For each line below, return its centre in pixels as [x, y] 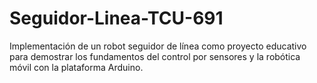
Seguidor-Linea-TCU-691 [116, 18]
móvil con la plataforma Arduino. [76, 67]
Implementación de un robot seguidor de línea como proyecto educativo [158, 46]
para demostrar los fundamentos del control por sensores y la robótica [155, 56]
